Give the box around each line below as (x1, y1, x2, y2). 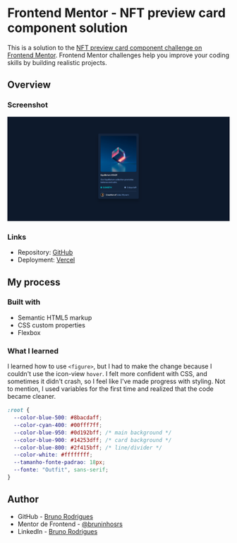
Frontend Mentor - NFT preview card (7, 5, 226, 21)
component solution (7, 20, 128, 36)
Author (7, 494, 39, 506)
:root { (7, 407, 30, 414)
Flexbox (17, 328, 41, 337)
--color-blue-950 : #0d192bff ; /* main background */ (13, 429, 172, 436)
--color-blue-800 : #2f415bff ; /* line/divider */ (13, 444, 162, 451)
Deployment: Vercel (17, 256, 75, 264)
